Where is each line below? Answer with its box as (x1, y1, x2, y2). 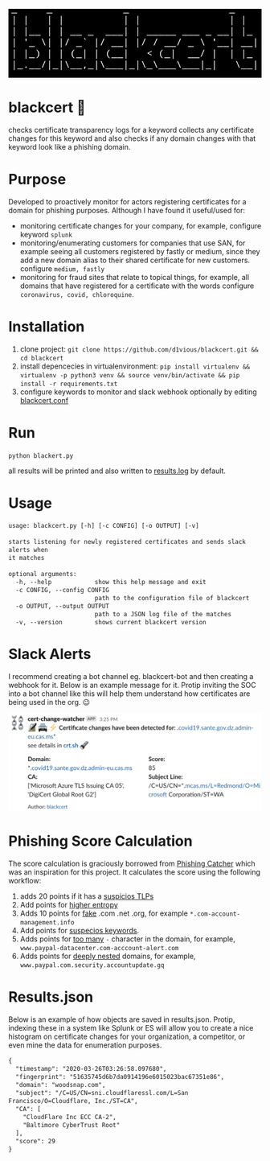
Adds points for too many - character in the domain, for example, (19, 934, 235, 944)
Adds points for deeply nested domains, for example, (19, 951, 196, 961)
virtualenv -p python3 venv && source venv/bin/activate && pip (19, 371, 240, 379)
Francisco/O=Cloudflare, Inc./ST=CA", (8, 1097, 138, 1105)
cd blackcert (19, 354, 64, 362)
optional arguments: (8, 570, 78, 578)
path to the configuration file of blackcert (94, 594, 250, 602)
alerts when (8, 546, 48, 554)
